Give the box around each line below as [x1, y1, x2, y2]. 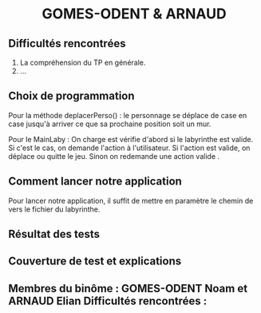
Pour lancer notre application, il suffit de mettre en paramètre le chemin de [8, 196, 254, 205]
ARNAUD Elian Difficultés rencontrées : [8, 294, 208, 307]
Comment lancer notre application [8, 175, 182, 188]
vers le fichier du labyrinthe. [8, 204, 101, 214]
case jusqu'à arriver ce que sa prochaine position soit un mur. [8, 119, 212, 129]
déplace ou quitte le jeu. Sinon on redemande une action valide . [8, 151, 220, 160]
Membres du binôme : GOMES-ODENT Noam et [8, 281, 248, 295]
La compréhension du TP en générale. [19, 57, 146, 67]
